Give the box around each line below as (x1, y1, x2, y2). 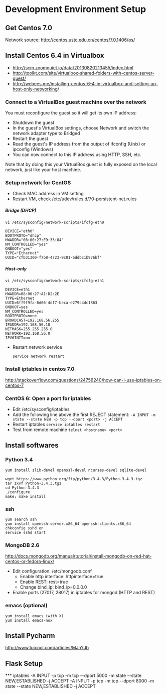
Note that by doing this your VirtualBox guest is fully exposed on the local (5, 162, 157, 168)
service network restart (12, 354, 65, 359)
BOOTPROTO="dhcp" (5, 233, 42, 238)
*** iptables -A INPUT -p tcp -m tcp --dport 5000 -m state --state (5, 672, 142, 678)
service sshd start (5, 530, 46, 535)
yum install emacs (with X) (5, 613, 64, 618)
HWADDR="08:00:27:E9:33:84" (5, 237, 64, 243)
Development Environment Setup (5, 4, 146, 15)
